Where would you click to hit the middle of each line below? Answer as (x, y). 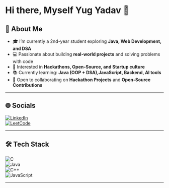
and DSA (22, 48)
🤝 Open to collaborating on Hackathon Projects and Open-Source (81, 80)
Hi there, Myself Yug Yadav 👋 (67, 10)
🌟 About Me (24, 29)
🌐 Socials (21, 106)
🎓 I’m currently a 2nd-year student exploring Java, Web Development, (87, 41)
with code (23, 61)
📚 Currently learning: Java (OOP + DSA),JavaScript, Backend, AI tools (87, 72)
